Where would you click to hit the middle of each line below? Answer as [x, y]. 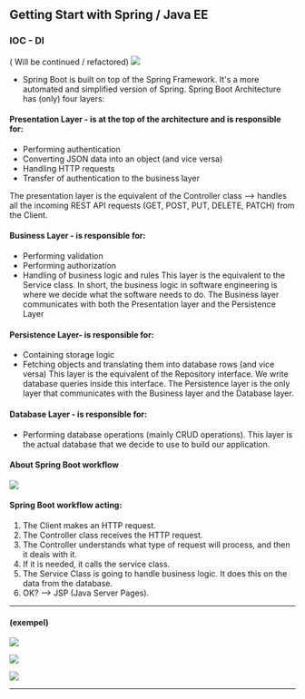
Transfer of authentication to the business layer [111, 178]
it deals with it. [49, 554]
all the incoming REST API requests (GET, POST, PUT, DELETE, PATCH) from [152, 205]
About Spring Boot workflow [64, 465]
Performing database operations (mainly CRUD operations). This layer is [157, 434]
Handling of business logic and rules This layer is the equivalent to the [154, 275]
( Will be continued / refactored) [69, 62]
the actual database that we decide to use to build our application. [146, 444]
